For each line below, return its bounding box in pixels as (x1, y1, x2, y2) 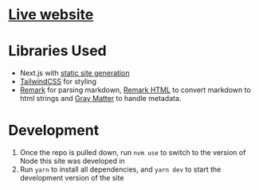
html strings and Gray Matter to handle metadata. (19, 94, 182, 103)
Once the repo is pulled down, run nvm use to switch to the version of (19, 148, 246, 157)
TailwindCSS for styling (19, 77, 97, 87)
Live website (8, 6, 94, 24)
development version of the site (19, 173, 124, 183)
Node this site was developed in (19, 157, 125, 166)
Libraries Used (8, 42, 107, 60)
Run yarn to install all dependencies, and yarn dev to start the (19, 165, 222, 174)
